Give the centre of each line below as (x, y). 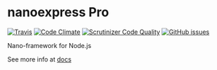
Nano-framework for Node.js (49, 45)
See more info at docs (40, 59)
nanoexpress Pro (58, 12)
